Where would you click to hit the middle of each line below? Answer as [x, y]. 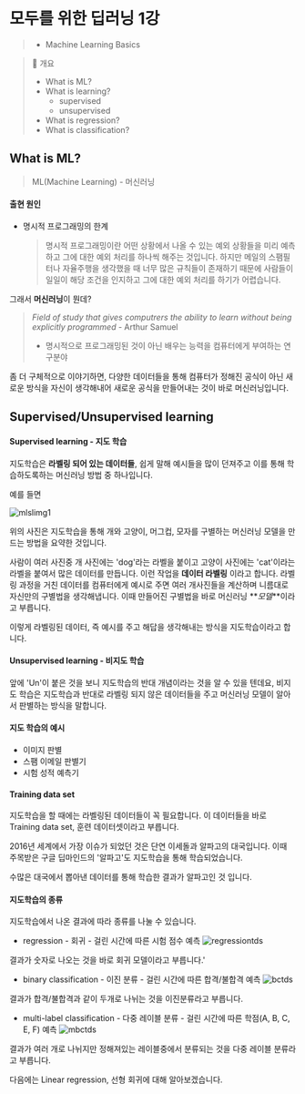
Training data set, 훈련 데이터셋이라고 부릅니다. [94, 827]
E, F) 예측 [40, 1029]
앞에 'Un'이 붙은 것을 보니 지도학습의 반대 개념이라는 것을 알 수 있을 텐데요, [142, 682]
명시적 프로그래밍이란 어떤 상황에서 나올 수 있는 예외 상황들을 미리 [162, 245]
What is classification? [87, 129]
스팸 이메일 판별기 [54, 761]
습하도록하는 [32, 475]
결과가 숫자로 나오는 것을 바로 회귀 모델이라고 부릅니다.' [107, 960]
